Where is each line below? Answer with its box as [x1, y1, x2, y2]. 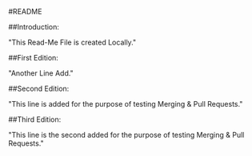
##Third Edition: [8, 115, 62, 124]
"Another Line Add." [8, 68, 74, 78]
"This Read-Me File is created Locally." [8, 37, 137, 47]
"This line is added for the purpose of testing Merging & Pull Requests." [8, 99, 243, 108]
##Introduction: [8, 22, 60, 31]
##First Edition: [8, 53, 58, 62]
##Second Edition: [8, 84, 70, 93]
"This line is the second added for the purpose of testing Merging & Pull [8, 131, 245, 139]
